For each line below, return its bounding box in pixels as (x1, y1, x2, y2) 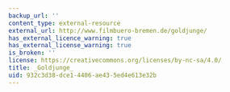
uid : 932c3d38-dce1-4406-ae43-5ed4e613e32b (8, 71, 157, 79)
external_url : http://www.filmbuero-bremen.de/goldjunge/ (8, 26, 207, 34)
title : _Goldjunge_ (8, 64, 74, 72)
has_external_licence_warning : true (8, 34, 132, 42)
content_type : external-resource (8, 19, 121, 27)
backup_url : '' (8, 11, 60, 20)
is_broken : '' (8, 49, 56, 57)
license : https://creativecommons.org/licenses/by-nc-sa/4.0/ (8, 57, 222, 65)
